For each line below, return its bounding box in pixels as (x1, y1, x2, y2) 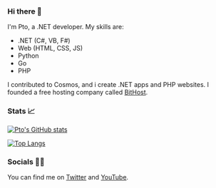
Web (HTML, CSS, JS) (17, 44, 83, 53)
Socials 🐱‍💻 (7, 157, 45, 167)
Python (17, 51, 39, 60)
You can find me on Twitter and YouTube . (7, 172, 129, 181)
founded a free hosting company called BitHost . (7, 88, 148, 97)
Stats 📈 (7, 106, 36, 116)
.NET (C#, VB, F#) (17, 36, 71, 45)
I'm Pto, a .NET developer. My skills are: (7, 23, 124, 31)
